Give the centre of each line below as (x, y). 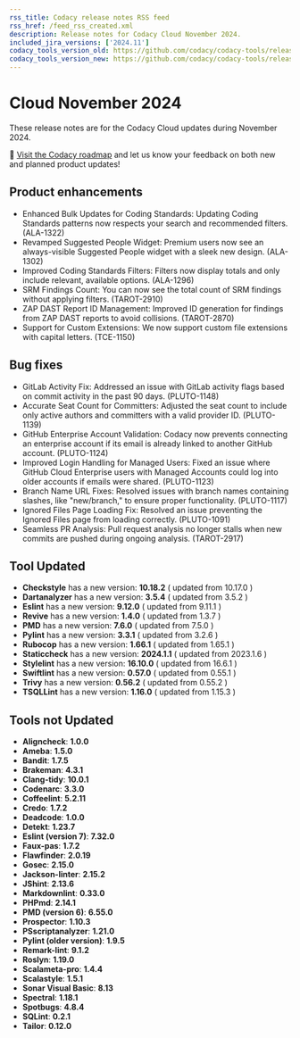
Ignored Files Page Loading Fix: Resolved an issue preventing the (142, 510)
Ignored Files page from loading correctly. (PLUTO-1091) (126, 519)
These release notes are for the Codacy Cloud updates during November (143, 128)
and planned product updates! (65, 164)
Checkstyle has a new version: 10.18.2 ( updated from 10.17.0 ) (137, 588)
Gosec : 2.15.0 (48, 865)
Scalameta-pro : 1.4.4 (62, 969)
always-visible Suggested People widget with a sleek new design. (143, 252)
